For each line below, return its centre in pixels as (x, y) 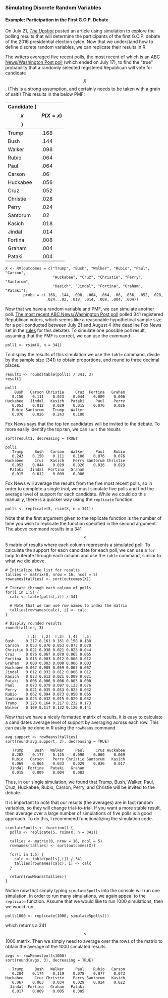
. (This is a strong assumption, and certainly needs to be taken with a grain (83, 89)
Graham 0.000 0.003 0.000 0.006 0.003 (48, 663)
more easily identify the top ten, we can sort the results (63, 429)
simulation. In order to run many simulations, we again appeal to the (76, 896)
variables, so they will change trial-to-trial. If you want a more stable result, (83, 808)
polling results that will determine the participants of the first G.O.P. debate (83, 36)
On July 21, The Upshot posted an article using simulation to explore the (80, 31)
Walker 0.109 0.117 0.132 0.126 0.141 (48, 708)
